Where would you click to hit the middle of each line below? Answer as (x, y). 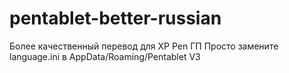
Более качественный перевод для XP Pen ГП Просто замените (144, 46)
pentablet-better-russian (115, 18)
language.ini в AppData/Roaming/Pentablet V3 (105, 56)
